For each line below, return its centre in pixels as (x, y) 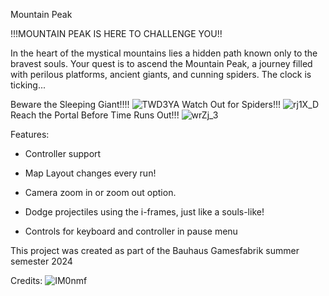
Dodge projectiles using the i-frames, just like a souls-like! (144, 212)
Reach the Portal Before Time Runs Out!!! (95, 115)
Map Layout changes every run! (90, 173)
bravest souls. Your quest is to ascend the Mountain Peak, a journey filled (161, 63)
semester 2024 (41, 261)
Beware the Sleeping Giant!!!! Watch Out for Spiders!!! (146, 104)
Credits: (26, 280)
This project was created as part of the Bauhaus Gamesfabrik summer (155, 250)
